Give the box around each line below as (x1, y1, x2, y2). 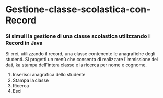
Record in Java (5, 40, 43, 47)
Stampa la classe (12, 77, 49, 83)
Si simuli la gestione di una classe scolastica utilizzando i (5, 33, 150, 40)
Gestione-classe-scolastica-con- (5, 4, 151, 15)
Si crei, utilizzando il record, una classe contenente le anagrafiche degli (5, 51, 156, 57)
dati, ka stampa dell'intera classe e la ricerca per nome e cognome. (5, 62, 147, 68)
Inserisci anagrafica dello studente (12, 72, 86, 78)
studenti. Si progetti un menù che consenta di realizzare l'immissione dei (5, 56, 158, 63)
